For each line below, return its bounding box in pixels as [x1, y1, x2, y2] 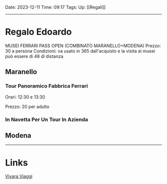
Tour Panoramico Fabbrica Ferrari [5, 83, 88, 90]
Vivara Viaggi [5, 174, 33, 180]
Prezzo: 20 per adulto [5, 103, 50, 109]
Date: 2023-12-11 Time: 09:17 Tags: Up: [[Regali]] [5, 4, 106, 10]
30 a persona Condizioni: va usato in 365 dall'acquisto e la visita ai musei [5, 48, 156, 54]
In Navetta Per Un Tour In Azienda [5, 116, 88, 123]
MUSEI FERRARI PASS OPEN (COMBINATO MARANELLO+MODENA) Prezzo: [5, 42, 162, 49]
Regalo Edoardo [5, 26, 72, 38]
